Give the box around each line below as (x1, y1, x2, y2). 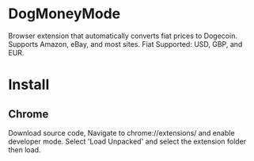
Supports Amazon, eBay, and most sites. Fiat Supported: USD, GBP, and (8, 39, 243, 48)
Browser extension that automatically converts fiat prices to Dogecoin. (8, 31, 237, 40)
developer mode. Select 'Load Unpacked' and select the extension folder (8, 136, 247, 146)
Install (8, 76, 50, 94)
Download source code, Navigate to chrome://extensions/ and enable (8, 128, 235, 137)
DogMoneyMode (8, 5, 121, 23)
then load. (8, 144, 41, 155)
